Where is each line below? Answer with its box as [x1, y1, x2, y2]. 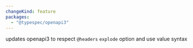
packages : [5, 14, 30, 20]
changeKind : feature [5, 8, 56, 15]
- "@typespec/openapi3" [11, 19, 69, 25]
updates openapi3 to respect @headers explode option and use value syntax [5, 36, 188, 43]
